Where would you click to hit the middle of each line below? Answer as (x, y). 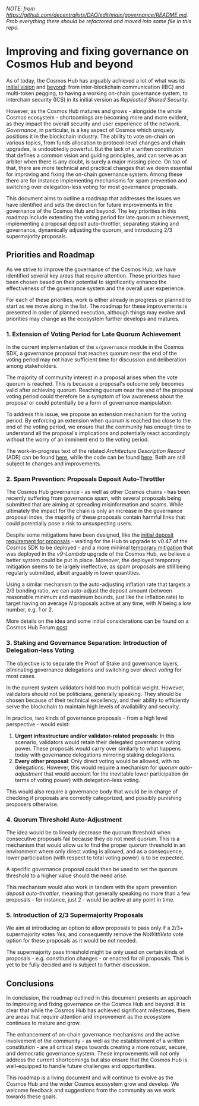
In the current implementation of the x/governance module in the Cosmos (95, 347)
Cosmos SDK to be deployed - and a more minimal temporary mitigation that (99, 548)
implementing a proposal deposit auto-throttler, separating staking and (93, 223)
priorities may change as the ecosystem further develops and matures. (93, 319)
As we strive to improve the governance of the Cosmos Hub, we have (91, 269)
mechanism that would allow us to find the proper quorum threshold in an (96, 845)
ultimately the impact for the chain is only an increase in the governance (94, 511)
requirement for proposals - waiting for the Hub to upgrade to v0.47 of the (97, 541)
